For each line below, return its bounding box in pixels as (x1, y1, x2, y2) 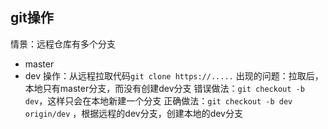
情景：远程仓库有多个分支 (10, 38, 116, 50)
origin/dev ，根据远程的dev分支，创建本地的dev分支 (24, 107, 243, 119)
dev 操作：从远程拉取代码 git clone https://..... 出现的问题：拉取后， (24, 69, 324, 82)
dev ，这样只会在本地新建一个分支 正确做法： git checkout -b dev (24, 94, 293, 107)
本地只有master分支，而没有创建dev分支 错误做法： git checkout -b (24, 82, 305, 94)
